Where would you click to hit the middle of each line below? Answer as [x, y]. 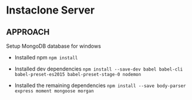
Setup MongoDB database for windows [54, 46]
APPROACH [28, 32]
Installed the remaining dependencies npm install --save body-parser [100, 85]
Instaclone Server [50, 10]
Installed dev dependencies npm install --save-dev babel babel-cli [99, 69]
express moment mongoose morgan [54, 91]
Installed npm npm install [46, 57]
